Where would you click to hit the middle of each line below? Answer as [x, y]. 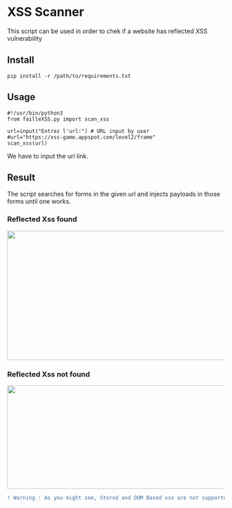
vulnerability [25, 38]
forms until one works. [39, 201]
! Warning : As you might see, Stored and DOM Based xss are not [103, 498]
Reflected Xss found [42, 219]
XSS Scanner [46, 12]
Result [21, 177]
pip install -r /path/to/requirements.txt [69, 76]
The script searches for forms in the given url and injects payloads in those [114, 194]
